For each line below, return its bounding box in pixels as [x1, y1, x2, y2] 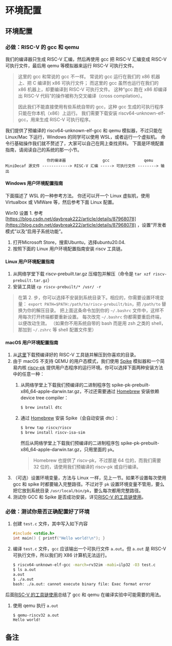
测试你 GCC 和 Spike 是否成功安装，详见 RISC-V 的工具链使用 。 [12, 494, 146, 500]
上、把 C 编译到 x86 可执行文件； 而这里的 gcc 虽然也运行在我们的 [17, 80, 159, 86]
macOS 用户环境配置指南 [5, 339, 59, 345]
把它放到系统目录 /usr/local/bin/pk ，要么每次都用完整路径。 [12, 488, 144, 494]
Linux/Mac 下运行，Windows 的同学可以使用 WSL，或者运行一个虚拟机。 [5, 134, 160, 140]
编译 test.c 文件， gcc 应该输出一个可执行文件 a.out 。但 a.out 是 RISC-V [12, 546, 166, 552]
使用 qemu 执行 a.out [12, 602, 59, 608]
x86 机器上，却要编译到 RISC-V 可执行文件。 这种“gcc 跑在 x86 [17, 86, 152, 93]
